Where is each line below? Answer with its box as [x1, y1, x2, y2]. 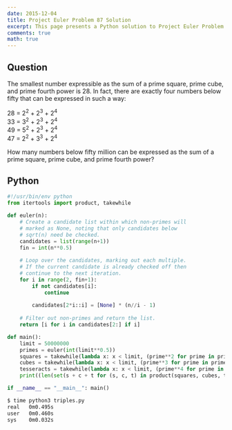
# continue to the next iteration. [19, 270, 122, 277]
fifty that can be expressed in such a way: [7, 94, 126, 102]
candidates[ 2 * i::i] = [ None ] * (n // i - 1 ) [32, 302, 156, 309]
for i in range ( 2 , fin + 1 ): [19, 276, 97, 283]
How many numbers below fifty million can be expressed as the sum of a [7, 148, 215, 156]
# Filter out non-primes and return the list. [19, 315, 156, 322]
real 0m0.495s [7, 403, 54, 411]
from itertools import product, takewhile [7, 199, 131, 207]
